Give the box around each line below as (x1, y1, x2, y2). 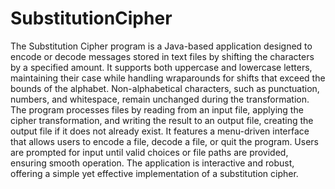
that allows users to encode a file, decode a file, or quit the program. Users (10, 135, 320, 147)
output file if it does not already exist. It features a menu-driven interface (10, 125, 310, 137)
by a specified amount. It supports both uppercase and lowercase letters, (10, 61, 313, 73)
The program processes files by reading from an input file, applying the (10, 103, 304, 116)
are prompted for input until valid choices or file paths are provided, (10, 146, 289, 158)
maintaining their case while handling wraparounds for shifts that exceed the (10, 72, 326, 84)
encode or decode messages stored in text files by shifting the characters (10, 50, 315, 62)
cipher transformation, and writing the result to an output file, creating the (10, 114, 314, 126)
